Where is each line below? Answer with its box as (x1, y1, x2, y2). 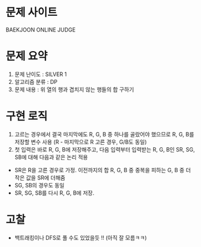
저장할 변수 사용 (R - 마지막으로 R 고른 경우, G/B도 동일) (14, 138, 147, 145)
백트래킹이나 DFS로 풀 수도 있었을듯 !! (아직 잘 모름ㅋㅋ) (14, 234, 147, 241)
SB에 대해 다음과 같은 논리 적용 (14, 153, 89, 161)
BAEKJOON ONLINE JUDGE (5, 26, 76, 33)
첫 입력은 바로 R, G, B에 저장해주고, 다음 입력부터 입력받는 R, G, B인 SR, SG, (14, 145, 196, 153)
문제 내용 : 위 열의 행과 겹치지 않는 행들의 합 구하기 (14, 86, 134, 93)
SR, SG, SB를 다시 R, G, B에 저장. (14, 189, 95, 197)
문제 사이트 (5, 5, 58, 19)
